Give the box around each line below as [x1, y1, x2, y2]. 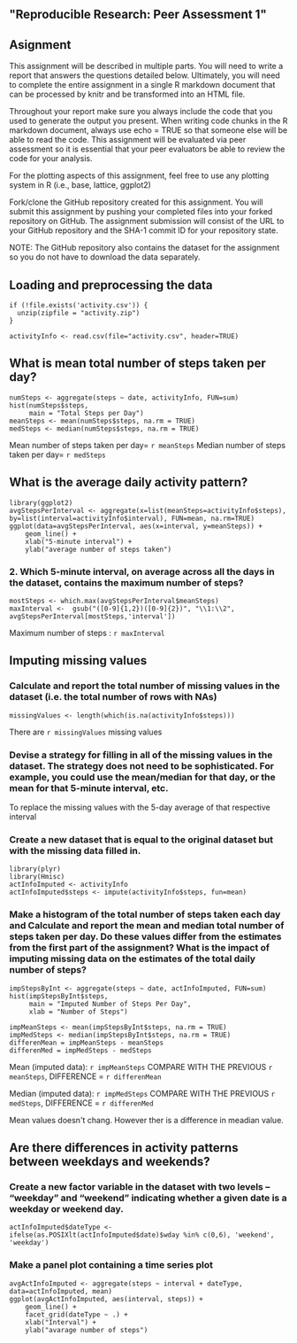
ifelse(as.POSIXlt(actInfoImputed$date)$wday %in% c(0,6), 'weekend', [9, 1230, 275, 1239]
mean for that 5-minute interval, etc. [9, 781, 169, 794]
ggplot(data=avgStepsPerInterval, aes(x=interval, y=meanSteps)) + [9, 522, 263, 531]
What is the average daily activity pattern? [9, 475, 248, 490]
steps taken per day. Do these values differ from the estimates [9, 930, 282, 943]
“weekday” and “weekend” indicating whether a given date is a [9, 1192, 287, 1204]
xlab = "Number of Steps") [28, 1007, 128, 1016]
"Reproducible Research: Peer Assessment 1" [9, 7, 267, 22]
